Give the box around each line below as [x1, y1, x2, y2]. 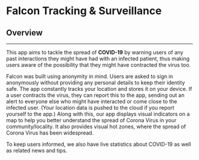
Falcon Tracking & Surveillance [6, 4, 162, 18]
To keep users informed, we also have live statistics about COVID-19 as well [6, 141, 191, 148]
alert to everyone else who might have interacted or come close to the [6, 98, 178, 105]
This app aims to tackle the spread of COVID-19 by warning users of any [6, 49, 184, 55]
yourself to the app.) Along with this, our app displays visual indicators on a [6, 110, 190, 117]
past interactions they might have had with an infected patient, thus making [6, 55, 190, 62]
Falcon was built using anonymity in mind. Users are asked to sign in [6, 73, 174, 80]
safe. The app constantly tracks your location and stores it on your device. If [6, 86, 192, 92]
